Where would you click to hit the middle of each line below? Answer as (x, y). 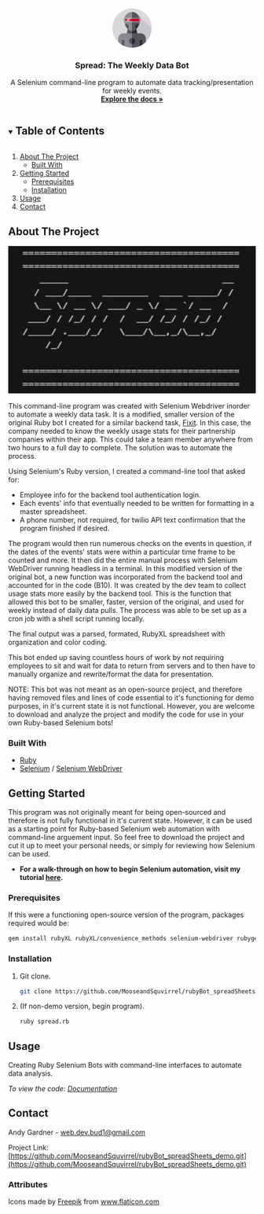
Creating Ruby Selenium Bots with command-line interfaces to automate (125, 1065)
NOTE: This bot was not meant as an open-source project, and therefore (125, 689)
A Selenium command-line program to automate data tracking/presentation (132, 83)
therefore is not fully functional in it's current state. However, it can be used (130, 820)
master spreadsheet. (53, 512)
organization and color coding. (58, 642)
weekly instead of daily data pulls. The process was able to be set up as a (128, 610)
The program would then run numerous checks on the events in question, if (130, 543)
